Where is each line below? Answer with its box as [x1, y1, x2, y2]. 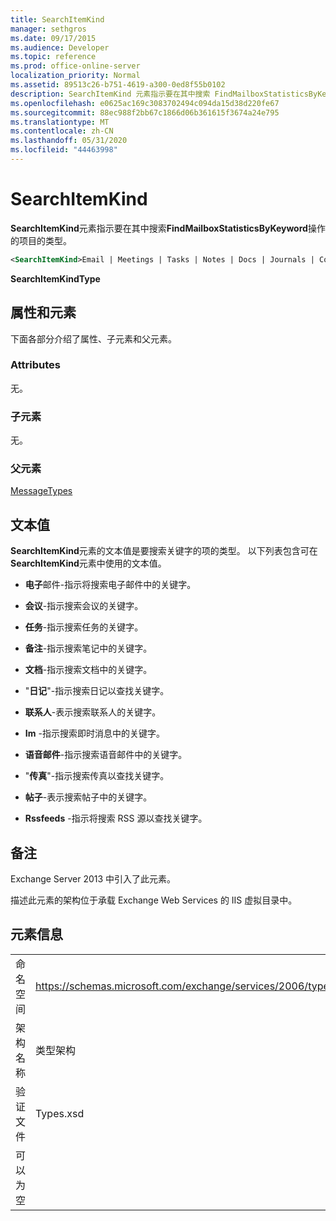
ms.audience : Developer [10, 42, 110, 53]
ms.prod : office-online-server [10, 61, 141, 71]
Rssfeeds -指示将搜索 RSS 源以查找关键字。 [24, 812, 208, 825]
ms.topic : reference [10, 52, 97, 62]
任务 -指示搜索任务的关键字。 [24, 621, 144, 633]
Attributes [10, 358, 61, 372]
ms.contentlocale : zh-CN [10, 126, 114, 136]
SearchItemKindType [10, 272, 101, 285]
